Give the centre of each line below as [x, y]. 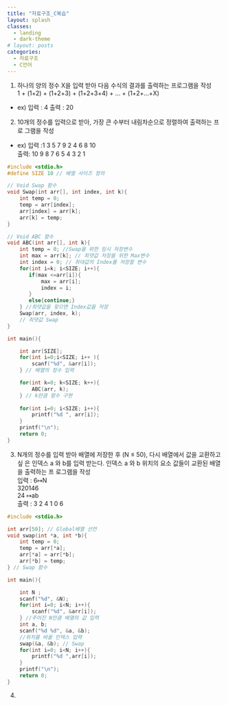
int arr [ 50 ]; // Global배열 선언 [52, 529]
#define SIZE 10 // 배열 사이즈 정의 [56, 173]
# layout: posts [30, 45]
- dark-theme [32, 39]
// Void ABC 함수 [30, 236]
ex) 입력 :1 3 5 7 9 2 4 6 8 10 [56, 145]
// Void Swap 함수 [32, 186]
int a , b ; [34, 624]
